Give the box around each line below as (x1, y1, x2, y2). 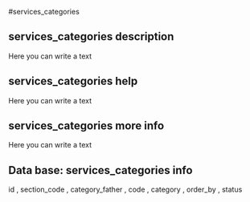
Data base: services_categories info (8, 164, 193, 177)
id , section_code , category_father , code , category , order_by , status (8, 184, 243, 195)
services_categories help (8, 75, 138, 88)
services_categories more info (8, 119, 165, 133)
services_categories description (8, 30, 174, 43)
